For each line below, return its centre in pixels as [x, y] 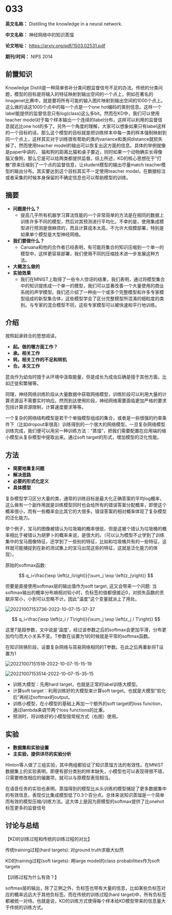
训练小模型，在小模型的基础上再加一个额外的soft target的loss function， [89, 703]
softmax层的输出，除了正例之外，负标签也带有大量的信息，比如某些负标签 [83, 888]
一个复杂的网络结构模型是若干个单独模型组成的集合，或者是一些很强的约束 [84, 418]
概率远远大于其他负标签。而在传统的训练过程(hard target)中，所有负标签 [90, 894]
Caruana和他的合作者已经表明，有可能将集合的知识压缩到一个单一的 [92, 247]
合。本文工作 [26, 366]
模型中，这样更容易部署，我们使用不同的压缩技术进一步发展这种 [88, 253]
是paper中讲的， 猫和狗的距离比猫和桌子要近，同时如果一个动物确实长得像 [84, 151]
